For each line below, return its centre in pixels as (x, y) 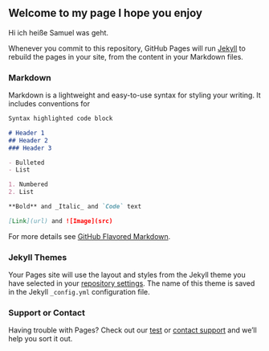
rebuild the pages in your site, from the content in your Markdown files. (126, 56)
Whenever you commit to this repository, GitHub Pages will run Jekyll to (127, 48)
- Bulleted (26, 163)
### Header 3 (30, 148)
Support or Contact (47, 313)
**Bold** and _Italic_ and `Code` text (75, 207)
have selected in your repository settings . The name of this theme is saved (132, 283)
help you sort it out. (41, 339)
